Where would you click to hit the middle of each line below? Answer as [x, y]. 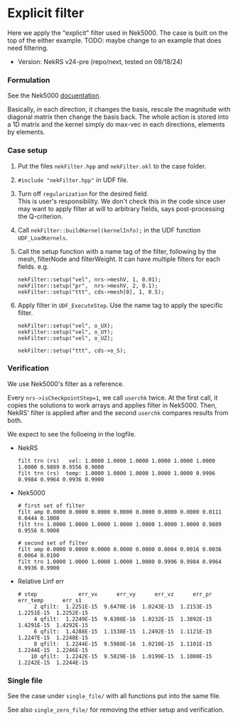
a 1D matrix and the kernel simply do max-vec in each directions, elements [116, 124]
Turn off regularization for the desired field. [83, 193]
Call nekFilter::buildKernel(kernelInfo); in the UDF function [109, 230]
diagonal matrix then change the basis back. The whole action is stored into [118, 117]
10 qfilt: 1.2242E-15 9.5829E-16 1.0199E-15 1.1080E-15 [121, 656]
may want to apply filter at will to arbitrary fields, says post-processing [121, 208]
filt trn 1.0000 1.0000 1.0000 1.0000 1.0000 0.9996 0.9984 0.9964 [119, 562]
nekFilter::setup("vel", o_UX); [65, 326]
